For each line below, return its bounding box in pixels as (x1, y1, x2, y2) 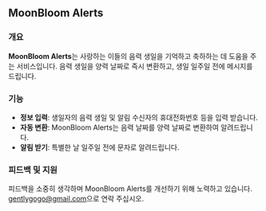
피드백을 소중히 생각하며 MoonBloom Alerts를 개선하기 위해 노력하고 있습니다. (8, 184, 253, 193)
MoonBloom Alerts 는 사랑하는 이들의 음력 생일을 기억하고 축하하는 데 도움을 (8, 51, 249, 61)
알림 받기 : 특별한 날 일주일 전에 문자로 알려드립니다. (19, 143, 180, 152)
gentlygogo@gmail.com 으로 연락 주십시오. (8, 194, 145, 204)
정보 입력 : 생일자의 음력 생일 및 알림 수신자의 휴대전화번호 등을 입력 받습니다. (19, 112, 258, 122)
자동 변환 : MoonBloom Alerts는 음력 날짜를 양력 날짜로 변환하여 (19, 123, 220, 132)
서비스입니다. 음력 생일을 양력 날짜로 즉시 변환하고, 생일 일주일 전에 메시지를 (16, 61, 253, 71)
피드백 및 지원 (8, 164, 58, 175)
